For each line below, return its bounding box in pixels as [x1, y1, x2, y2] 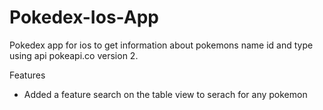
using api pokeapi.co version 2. [9, 49, 139, 61]
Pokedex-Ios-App [9, 6, 159, 29]
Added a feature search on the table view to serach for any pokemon [23, 88, 308, 100]
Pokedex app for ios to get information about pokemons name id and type [9, 39, 314, 51]
